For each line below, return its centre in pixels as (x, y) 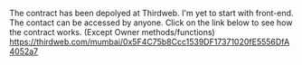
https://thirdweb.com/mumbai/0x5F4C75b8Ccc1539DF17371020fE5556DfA (150, 42)
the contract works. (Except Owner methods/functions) (112, 32)
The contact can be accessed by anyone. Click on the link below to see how (151, 23)
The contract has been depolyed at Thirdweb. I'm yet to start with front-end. (151, 13)
